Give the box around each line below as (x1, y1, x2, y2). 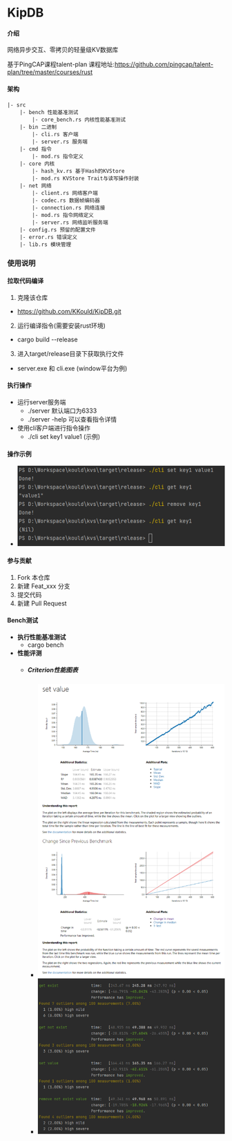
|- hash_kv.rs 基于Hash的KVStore (32, 167, 125, 174)
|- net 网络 (19, 182, 52, 189)
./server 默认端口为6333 (27, 406, 97, 415)
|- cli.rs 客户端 (32, 131, 79, 138)
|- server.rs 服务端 (32, 138, 88, 145)
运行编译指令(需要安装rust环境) (17, 321, 106, 330)
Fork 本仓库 (17, 573, 50, 581)
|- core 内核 (19, 160, 55, 167)
